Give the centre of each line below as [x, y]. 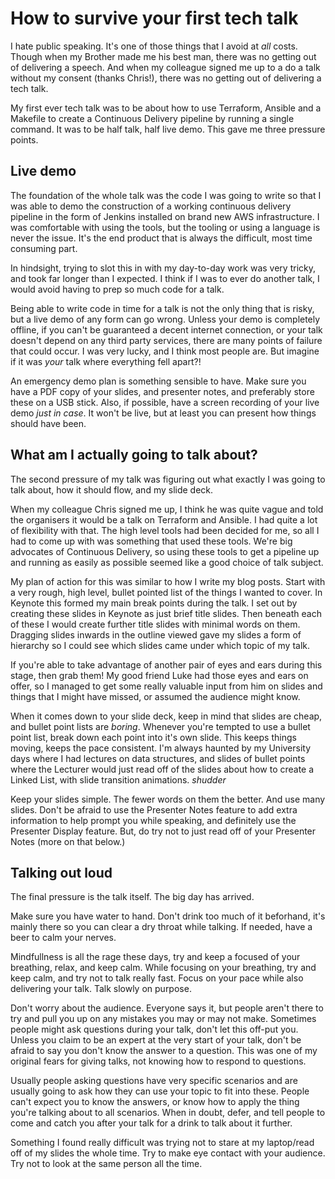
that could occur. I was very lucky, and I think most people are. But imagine [165, 351]
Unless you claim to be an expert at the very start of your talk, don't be [156, 1040]
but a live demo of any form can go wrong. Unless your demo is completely [165, 319]
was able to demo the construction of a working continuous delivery [151, 206]
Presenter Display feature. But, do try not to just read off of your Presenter [163, 831]
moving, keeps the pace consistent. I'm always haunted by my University [161, 748]
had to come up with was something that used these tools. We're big [151, 541]
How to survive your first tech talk [154, 18]
